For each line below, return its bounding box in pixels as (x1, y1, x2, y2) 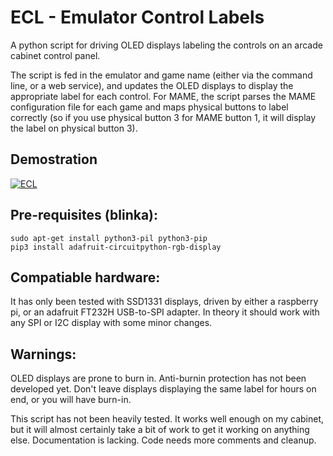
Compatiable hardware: (10, 269, 161, 286)
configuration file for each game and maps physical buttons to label (10, 101, 289, 113)
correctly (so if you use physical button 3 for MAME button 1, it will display (10, 111, 317, 123)
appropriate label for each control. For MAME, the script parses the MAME (10, 90, 317, 102)
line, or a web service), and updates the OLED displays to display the (10, 79, 294, 91)
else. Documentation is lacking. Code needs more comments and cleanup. (10, 434, 317, 446)
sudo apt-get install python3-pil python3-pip (10, 233, 208, 243)
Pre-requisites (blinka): (10, 207, 159, 224)
